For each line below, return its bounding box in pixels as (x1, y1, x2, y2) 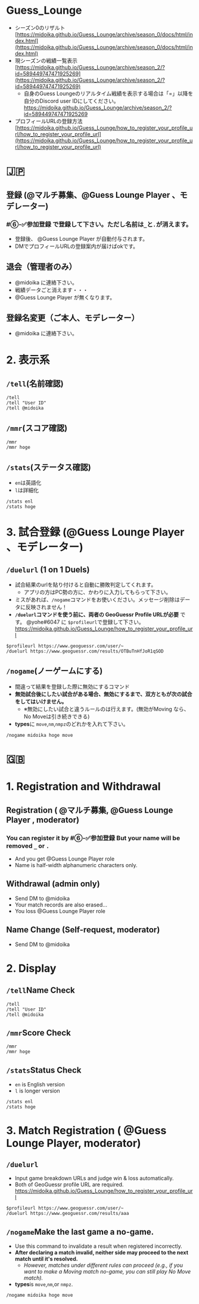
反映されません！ (25, 604, 67, 611)
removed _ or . (6, 841, 49, 850)
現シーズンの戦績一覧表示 (14, 57, 78, 64)
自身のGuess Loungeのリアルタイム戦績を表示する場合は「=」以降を (23, 90, 194, 97)
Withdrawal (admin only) (6, 879, 100, 889)
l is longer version (14, 1087, 61, 1094)
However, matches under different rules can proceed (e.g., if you (23, 1262, 184, 1269)
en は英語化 (14, 479, 42, 486)
